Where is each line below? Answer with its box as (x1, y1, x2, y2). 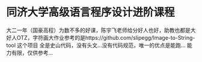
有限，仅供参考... (11, 49, 54, 56)
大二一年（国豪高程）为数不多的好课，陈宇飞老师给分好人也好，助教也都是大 (6, 26, 196, 34)
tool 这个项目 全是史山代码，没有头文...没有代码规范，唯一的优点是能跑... (6, 42, 186, 49)
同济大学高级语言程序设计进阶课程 (6, 5, 176, 19)
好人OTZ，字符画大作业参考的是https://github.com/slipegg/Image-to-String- (6, 34, 195, 41)
